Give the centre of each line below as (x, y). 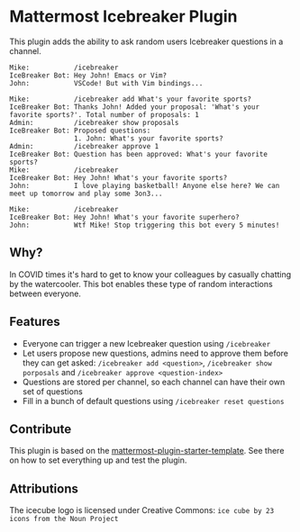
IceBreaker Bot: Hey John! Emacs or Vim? (88, 75)
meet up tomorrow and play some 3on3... (86, 194)
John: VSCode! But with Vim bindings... (106, 83)
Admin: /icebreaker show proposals (94, 122)
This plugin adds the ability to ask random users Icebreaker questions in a (146, 41)
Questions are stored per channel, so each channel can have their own (154, 382)
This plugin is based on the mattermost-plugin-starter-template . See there (147, 451)
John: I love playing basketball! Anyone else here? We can (145, 185)
